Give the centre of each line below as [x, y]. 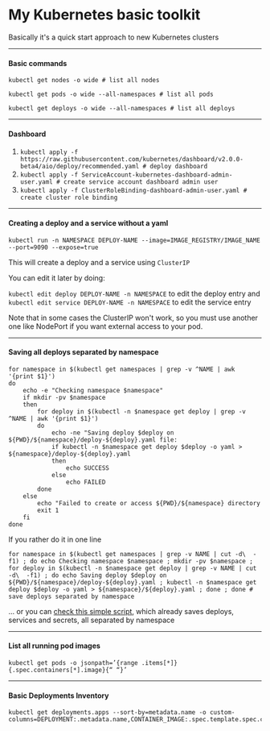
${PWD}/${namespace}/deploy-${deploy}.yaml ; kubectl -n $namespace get [133, 582]
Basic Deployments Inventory [59, 696]
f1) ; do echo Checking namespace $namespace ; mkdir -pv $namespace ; [131, 561]
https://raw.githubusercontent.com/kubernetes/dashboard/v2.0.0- [131, 160]
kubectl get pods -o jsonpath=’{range [73, 662]
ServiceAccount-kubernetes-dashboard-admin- [157, 175]
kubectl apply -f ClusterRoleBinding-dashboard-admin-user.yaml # [133, 191]
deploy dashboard [179, 167]
